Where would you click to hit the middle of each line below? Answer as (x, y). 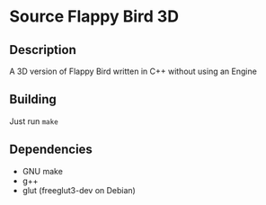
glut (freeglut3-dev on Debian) (79, 190)
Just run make (34, 121)
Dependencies (51, 150)
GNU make (42, 171)
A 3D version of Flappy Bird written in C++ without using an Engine (133, 71)
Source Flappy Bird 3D (94, 17)
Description (43, 50)
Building (33, 99)
